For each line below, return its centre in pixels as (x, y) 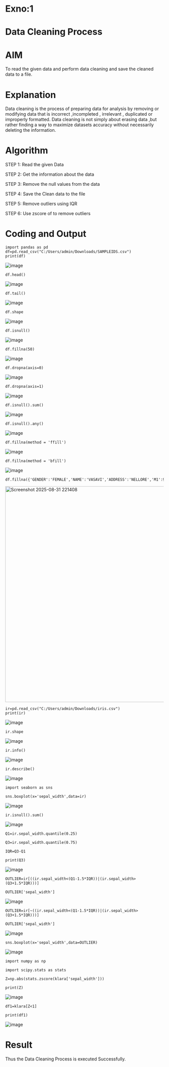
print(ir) (16, 713)
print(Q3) (16, 860)
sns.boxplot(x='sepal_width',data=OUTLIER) (52, 943)
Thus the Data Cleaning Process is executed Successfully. (66, 1059)
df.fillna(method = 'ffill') (36, 442)
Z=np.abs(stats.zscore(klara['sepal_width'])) (55, 979)
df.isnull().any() (24, 424)
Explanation (31, 95)
